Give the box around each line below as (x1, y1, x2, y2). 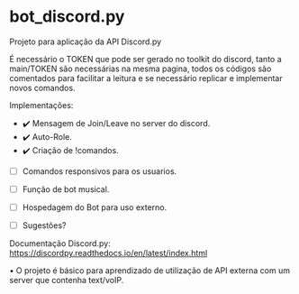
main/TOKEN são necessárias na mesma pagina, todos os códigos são (9, 63, 272, 74)
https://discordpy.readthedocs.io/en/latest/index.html (9, 248, 208, 259)
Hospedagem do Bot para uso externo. (22, 202, 168, 213)
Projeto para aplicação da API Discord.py (9, 36, 162, 47)
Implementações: (9, 99, 74, 110)
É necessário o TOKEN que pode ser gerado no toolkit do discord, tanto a (9, 53, 282, 64)
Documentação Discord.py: (9, 238, 111, 249)
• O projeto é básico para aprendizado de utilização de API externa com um (9, 265, 291, 276)
